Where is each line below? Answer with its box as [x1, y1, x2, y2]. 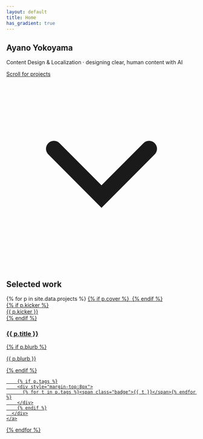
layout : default [6, 8, 47, 15]
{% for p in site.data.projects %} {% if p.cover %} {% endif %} [6, 295, 163, 302]
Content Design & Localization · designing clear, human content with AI [6, 59, 183, 66]
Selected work [6, 279, 62, 289]
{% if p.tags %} [17, 378, 59, 385]
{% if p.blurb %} [6, 343, 47, 350]
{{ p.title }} [6, 329, 39, 338]
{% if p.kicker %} [6, 301, 50, 309]
